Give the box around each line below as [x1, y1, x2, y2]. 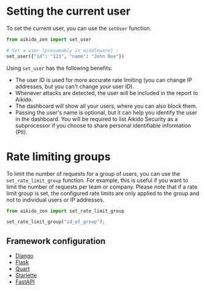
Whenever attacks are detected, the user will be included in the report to [15, 89, 198, 96]
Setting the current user [6, 4, 131, 18]
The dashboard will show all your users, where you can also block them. [15, 102, 198, 110]
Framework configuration [6, 236, 106, 246]
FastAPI [15, 278, 35, 285]
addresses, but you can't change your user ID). [15, 83, 135, 90]
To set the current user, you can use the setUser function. [6, 25, 152, 32]
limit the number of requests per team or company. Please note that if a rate [6, 183, 198, 191]
